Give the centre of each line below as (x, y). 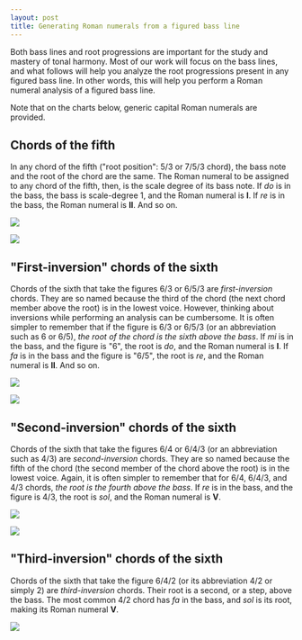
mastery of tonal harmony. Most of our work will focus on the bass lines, (144, 61)
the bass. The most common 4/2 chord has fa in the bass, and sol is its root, (151, 599)
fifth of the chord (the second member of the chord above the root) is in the (150, 468)
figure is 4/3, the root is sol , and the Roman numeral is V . (115, 497)
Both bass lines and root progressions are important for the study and (139, 51)
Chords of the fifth (63, 145)
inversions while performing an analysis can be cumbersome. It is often (142, 318)
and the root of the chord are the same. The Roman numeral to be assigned (150, 176)
